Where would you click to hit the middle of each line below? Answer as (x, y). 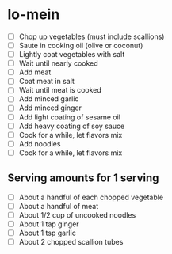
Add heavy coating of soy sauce (72, 126)
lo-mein (34, 15)
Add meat (35, 72)
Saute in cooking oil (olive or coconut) (81, 45)
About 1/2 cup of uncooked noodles (77, 214)
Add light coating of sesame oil (69, 117)
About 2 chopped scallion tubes (71, 241)
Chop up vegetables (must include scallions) (92, 36)
